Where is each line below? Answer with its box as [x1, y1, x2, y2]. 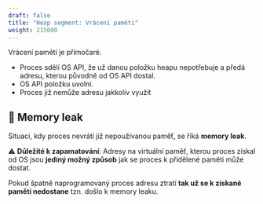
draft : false [8, 11, 51, 20]
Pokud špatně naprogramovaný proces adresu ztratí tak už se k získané [8, 178, 242, 188]
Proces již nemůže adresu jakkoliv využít [19, 88, 152, 97]
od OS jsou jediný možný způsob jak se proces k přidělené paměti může [8, 155, 244, 165]
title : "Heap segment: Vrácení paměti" [8, 19, 139, 27]
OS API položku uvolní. [19, 79, 94, 89]
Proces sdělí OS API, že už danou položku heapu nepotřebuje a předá [19, 63, 246, 72]
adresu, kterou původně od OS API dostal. [19, 71, 155, 81]
